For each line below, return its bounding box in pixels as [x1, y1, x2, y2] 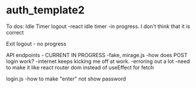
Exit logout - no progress [6, 40, 67, 47]
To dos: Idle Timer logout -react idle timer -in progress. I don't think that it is [6, 23, 190, 30]
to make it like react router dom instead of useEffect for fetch [6, 64, 154, 71]
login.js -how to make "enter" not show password [6, 75, 127, 82]
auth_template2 [6, 3, 85, 17]
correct [6, 29, 24, 36]
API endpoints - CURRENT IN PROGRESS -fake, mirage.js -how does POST [6, 51, 188, 58]
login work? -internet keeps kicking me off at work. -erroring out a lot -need [6, 58, 190, 65]
